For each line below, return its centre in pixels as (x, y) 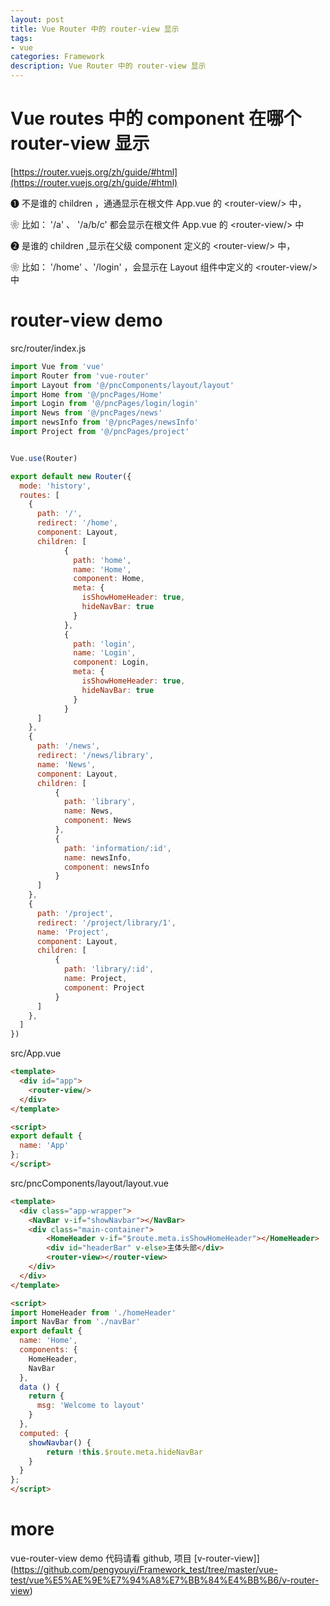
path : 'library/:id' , (109, 969)
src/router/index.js (48, 348)
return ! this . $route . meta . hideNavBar (124, 1452)
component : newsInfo (106, 867)
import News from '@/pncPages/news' (86, 413)
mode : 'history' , (55, 486)
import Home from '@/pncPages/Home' (86, 394)
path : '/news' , (68, 746)
